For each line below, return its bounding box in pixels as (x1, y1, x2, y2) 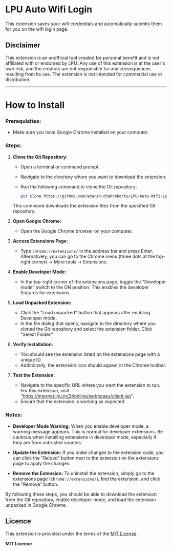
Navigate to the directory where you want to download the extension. (20, 174, 167, 180)
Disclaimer (5, 41, 40, 50)
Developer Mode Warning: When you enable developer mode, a (12, 423, 149, 429)
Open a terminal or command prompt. (20, 163, 100, 170)
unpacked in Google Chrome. (5, 502, 68, 508)
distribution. (5, 76, 31, 83)
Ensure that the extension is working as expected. (20, 398, 126, 405)
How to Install (5, 99, 65, 111)
